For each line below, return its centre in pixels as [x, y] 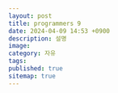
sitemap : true [32, 76]
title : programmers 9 [45, 23]
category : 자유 [32, 53]
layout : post [30, 16]
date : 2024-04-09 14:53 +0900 [59, 31]
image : [19, 46]
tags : [17, 61]
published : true [36, 69]
